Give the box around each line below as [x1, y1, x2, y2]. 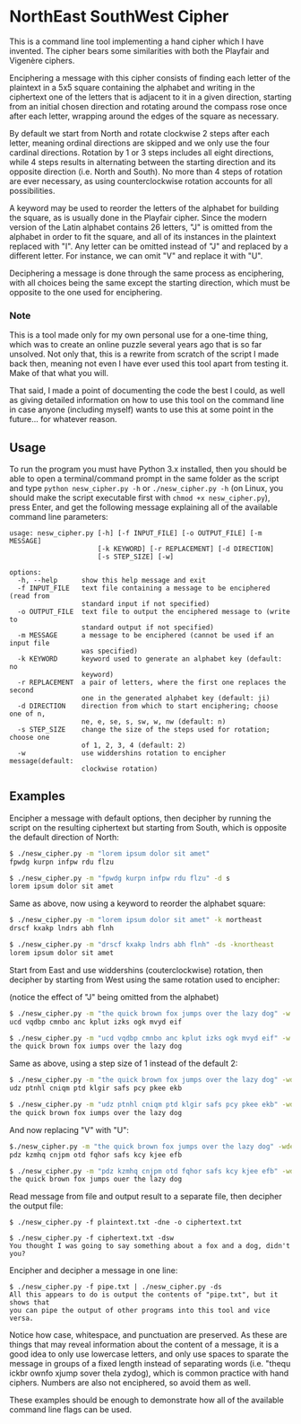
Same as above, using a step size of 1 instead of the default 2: [9, 1058, 238, 1069]
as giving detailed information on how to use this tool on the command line [9, 395, 285, 406]
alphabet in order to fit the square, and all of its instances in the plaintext [9, 231, 277, 242]
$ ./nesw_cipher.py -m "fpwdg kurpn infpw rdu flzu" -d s [9, 874, 230, 883]
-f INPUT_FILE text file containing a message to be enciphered [17, 584, 271, 593]
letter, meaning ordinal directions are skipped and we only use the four [9, 137, 271, 148]
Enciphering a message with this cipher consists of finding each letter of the [9, 72, 291, 83]
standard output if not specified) [81, 623, 215, 632]
